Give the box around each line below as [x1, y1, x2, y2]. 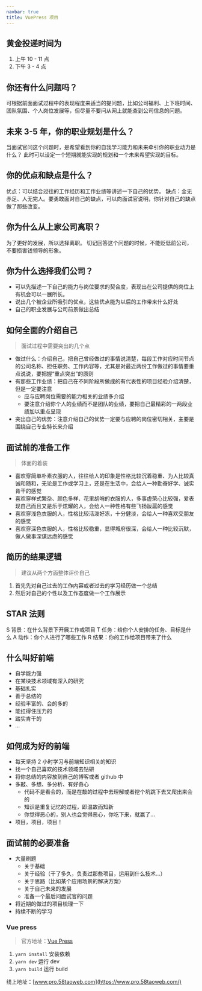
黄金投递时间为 [6, 38, 62, 48]
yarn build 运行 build [14, 966, 68, 973]
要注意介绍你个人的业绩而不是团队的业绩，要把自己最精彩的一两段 [23, 401, 188, 408]
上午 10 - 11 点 [14, 55, 49, 63]
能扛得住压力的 [14, 708, 52, 715]
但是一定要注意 [14, 385, 52, 393]
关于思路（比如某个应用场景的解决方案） [23, 878, 124, 885]
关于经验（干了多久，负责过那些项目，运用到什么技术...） [23, 870, 166, 878]
